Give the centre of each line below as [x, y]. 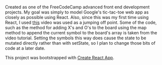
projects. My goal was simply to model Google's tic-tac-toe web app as [77, 12]
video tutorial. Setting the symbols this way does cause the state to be [76, 38]
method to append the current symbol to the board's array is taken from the [81, 33]
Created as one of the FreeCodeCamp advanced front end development [77, 7]
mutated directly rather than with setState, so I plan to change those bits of [80, 43]
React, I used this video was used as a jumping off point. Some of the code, [81, 22]
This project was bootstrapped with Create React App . [60, 57]
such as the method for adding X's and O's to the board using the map [76, 28]
